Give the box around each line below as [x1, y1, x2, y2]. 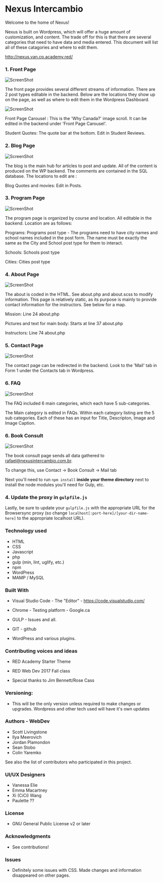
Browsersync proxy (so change [5, 510, 68, 516]
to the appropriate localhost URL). [16, 515, 85, 521]
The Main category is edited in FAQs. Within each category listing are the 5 [5, 410, 155, 416]
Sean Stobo [12, 744, 35, 750]
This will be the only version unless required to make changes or [12, 701, 141, 707]
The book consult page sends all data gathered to [5, 453, 105, 459]
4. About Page [5, 271, 39, 277]
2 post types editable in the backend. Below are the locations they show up [5, 91, 155, 98]
